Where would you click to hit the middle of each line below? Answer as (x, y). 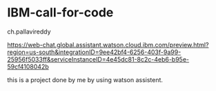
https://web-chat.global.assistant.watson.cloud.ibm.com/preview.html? (108, 44)
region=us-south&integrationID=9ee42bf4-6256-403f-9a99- (94, 52)
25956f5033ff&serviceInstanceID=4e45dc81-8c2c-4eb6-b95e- (98, 59)
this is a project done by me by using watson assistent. (85, 79)
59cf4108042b (28, 66)
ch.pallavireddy (29, 31)
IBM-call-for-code (60, 13)
